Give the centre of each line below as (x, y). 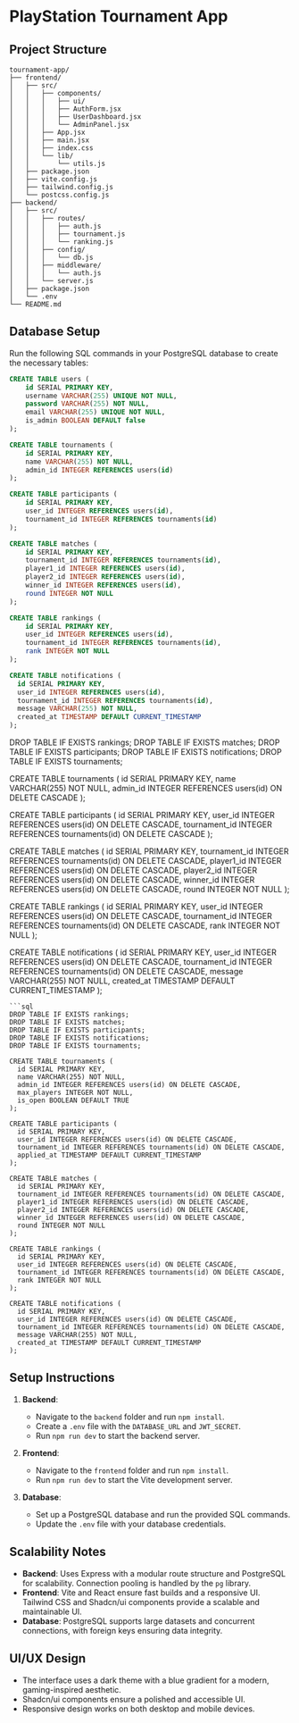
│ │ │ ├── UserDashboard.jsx (75, 117)
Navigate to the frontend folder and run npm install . (132, 1470)
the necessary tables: (49, 363)
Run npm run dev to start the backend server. (118, 1435)
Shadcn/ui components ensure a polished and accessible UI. (133, 1699)
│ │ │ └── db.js (51, 257)
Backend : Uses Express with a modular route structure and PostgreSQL (154, 1573)
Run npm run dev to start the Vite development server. (134, 1479)
